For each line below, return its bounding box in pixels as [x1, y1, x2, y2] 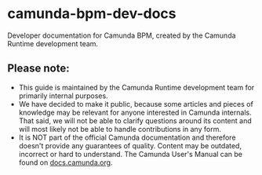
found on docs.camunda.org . [18, 158, 113, 167]
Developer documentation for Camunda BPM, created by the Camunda [7, 31, 236, 40]
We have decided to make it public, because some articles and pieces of [18, 99, 254, 108]
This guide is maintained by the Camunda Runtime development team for [18, 82, 255, 92]
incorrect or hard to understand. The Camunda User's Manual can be [18, 149, 243, 159]
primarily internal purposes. [18, 91, 108, 100]
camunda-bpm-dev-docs [7, 5, 176, 23]
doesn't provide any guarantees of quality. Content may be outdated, [18, 140, 242, 150]
